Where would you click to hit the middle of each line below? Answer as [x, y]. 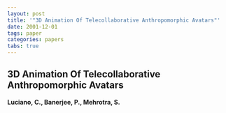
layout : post [26, 14]
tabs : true [23, 46]
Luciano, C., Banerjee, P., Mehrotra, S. [64, 102]
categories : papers [36, 40]
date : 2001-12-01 [33, 27]
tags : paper [24, 33]
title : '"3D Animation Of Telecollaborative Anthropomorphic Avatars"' [114, 20]
